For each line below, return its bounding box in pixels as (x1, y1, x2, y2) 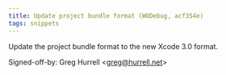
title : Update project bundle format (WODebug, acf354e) (8, 11, 204, 20)
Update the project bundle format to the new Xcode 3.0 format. (8, 41, 219, 51)
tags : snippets (8, 19, 60, 27)
